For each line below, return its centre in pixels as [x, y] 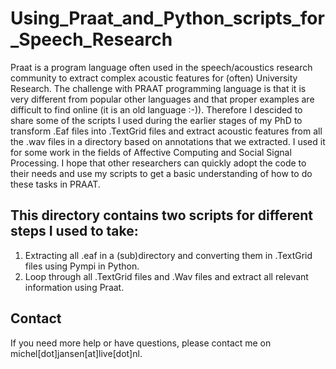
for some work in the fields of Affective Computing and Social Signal [151, 152]
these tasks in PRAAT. [55, 184]
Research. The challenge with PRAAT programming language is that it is [158, 88]
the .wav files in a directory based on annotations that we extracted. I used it [168, 141]
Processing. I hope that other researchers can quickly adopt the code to [158, 163]
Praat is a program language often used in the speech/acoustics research [161, 67]
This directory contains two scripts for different [161, 215]
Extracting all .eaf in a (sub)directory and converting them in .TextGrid [168, 255]
